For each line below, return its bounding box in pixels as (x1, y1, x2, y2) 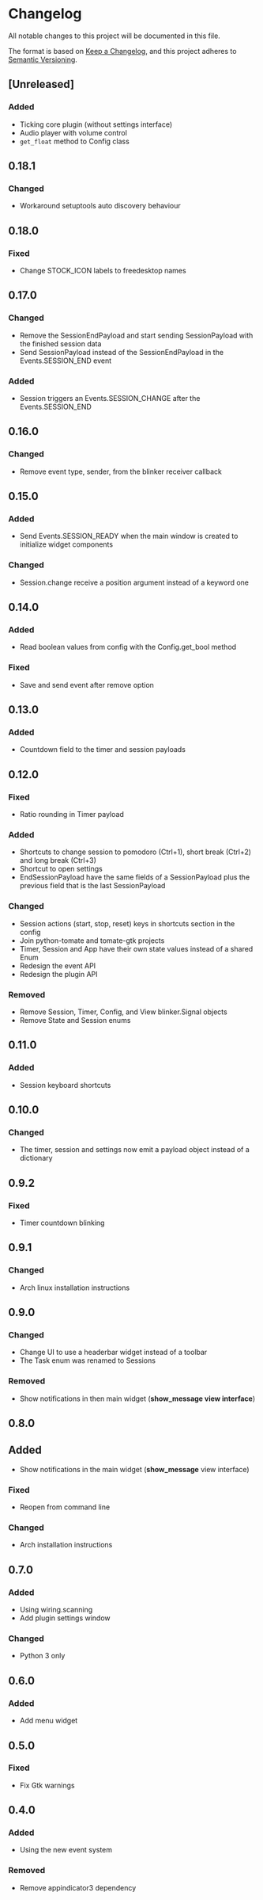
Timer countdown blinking (19, 1218, 105, 1227)
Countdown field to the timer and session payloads (19, 745, 186, 754)
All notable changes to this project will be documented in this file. (8, 31, 221, 40)
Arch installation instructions (19, 1540, 113, 1550)
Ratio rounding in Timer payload (19, 810, 124, 819)
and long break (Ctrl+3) (19, 856, 97, 865)
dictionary (19, 1154, 53, 1163)
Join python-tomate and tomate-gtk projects (19, 936, 165, 945)
